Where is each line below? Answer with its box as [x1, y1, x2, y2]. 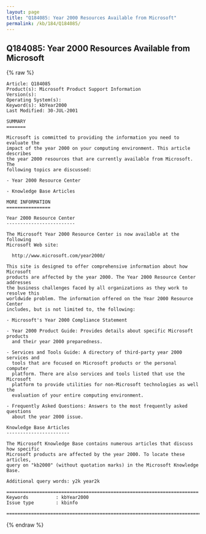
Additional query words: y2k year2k [6, 478, 100, 485]
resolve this [6, 290, 40, 296]
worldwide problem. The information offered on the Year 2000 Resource [6, 296, 193, 302]
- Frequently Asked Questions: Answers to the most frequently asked [6, 403, 188, 409]
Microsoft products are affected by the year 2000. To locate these [6, 452, 185, 458]
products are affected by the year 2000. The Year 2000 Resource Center [6, 274, 196, 281]
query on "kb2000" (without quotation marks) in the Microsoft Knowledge [6, 462, 199, 468]
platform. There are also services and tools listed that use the [12, 371, 185, 377]
